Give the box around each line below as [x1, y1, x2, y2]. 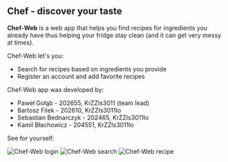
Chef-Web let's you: [7, 51, 64, 60]
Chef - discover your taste [7, 5, 123, 17]
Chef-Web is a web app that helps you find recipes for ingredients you [7, 23, 208, 32]
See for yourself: [7, 134, 55, 142]
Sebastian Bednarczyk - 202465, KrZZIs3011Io [17, 113, 149, 121]
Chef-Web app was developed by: [7, 85, 104, 93]
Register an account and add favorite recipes [17, 72, 145, 80]
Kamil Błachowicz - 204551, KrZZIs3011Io [17, 120, 134, 129]
